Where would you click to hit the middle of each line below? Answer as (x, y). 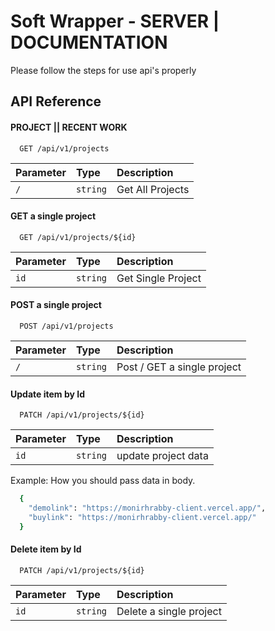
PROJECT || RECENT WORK (69, 127)
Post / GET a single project (179, 367)
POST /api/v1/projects (66, 326)
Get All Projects (153, 189)
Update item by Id (47, 394)
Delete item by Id (46, 549)
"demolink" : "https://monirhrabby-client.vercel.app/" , (147, 508)
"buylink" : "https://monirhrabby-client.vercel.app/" (142, 517)
